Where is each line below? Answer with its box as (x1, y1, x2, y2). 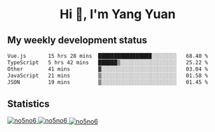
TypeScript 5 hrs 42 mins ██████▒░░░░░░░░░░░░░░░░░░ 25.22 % (7, 59, 209, 66)
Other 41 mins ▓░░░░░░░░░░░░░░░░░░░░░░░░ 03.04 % (7, 66, 209, 73)
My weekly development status (7, 34, 148, 46)
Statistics (7, 98, 50, 110)
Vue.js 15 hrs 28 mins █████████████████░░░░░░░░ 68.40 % (7, 52, 209, 59)
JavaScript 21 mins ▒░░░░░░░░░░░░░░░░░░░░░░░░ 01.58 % (7, 72, 209, 79)
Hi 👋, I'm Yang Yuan (59, 6, 176, 22)
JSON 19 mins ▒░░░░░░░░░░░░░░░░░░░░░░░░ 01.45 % (7, 78, 209, 86)
